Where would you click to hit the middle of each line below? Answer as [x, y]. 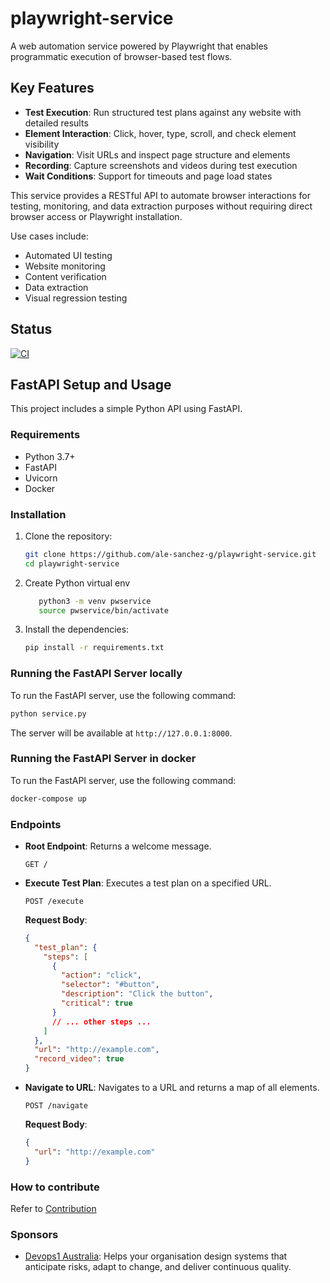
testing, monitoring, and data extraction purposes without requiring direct [161, 206]
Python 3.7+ [50, 456]
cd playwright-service [72, 563]
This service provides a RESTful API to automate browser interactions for [160, 195]
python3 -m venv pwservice [95, 601]
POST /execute [54, 901]
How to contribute [55, 1187]
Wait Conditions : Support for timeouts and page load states [148, 176]
